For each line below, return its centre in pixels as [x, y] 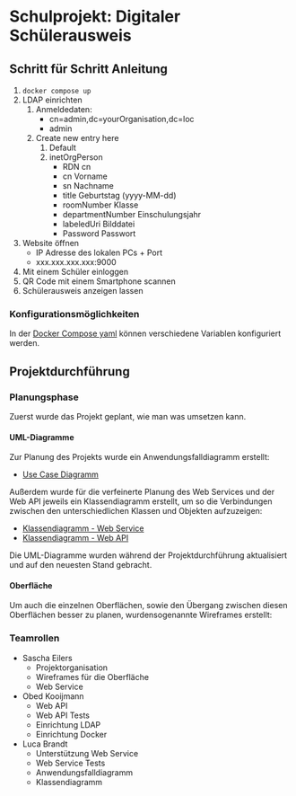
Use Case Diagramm [60, 474]
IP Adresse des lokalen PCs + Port [99, 252]
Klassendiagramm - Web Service [83, 528]
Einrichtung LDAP [68, 724]
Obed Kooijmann [53, 696]
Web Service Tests [70, 763]
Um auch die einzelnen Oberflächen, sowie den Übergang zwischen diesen [149, 606]
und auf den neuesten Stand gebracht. [81, 565]
